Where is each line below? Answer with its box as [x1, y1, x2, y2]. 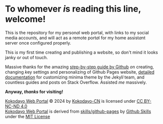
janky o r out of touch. [5, 54, 48, 60]
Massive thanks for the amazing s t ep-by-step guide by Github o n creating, [5, 64, 154, 70]
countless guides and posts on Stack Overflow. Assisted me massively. [5, 79, 147, 85]
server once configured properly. [5, 40, 71, 46]
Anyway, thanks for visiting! [5, 89, 64, 94]
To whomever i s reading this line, [5, 3, 141, 15]
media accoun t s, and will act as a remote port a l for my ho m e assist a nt [5, 35, 146, 41]
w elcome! [5, 14, 46, 25]
